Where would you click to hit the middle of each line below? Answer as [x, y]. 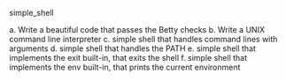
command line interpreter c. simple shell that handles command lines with [143, 39]
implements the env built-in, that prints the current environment [125, 67]
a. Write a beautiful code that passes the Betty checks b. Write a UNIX [137, 29]
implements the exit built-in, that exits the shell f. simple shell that [128, 58]
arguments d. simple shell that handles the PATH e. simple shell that [133, 48]
